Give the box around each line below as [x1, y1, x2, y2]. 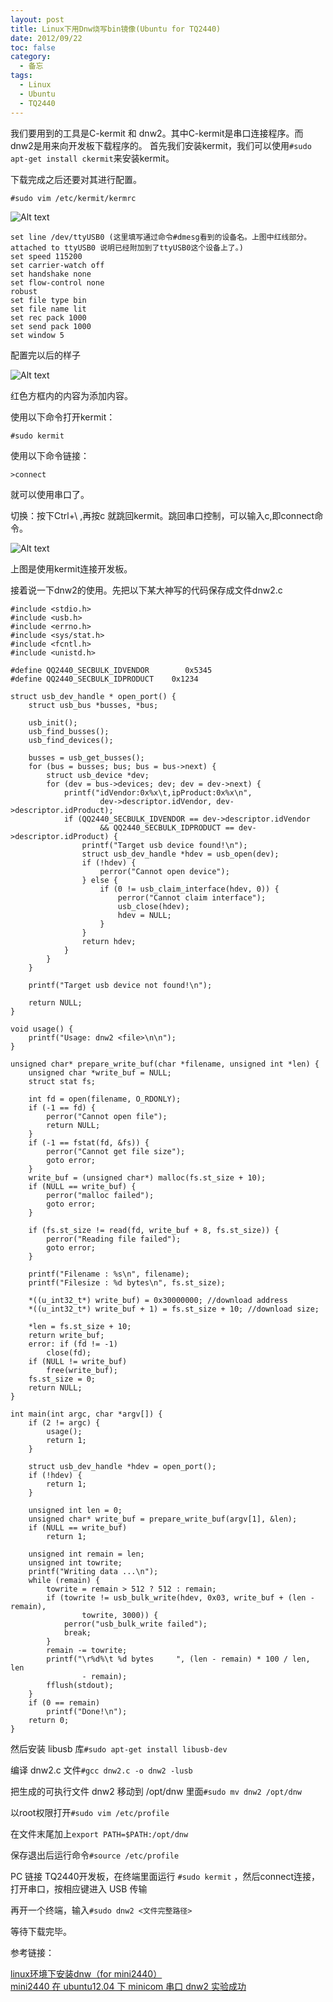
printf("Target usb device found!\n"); [81, 840, 248, 850]
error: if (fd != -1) [28, 1339, 118, 1349]
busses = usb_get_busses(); [28, 752, 145, 763]
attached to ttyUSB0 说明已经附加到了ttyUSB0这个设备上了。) [10, 242, 244, 253]
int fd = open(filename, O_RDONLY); [28, 1094, 182, 1104]
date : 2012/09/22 [10, 33, 83, 43]
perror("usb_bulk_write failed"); [63, 1619, 208, 1629]
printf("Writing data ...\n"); [28, 1566, 159, 1576]
